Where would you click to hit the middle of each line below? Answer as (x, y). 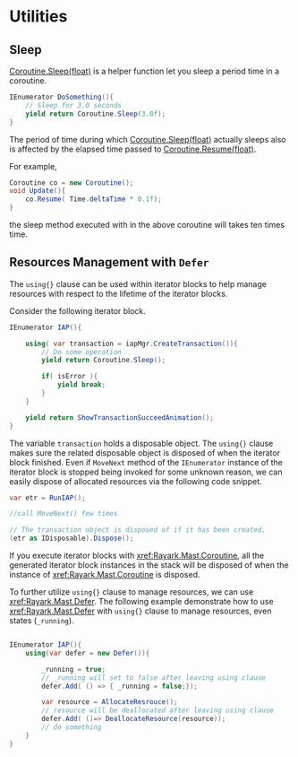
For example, (34, 166)
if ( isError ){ (70, 377)
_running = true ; (73, 669)
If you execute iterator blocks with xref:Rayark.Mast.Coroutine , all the (137, 556)
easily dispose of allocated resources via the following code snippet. (136, 481)
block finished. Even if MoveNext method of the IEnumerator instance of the (146, 462)
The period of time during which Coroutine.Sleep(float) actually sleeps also (148, 139)
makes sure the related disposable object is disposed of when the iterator (145, 452)
